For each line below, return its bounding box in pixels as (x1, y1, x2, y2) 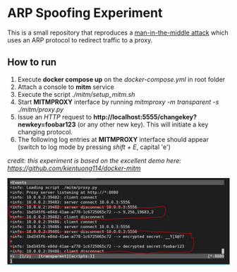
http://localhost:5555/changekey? (93, 112, 197, 121)
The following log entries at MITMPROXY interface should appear (17, 135, 209, 143)
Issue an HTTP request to (17, 112, 92, 121)
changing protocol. (17, 127, 73, 136)
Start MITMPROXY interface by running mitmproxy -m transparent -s (17, 97, 219, 106)
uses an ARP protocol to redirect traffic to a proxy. (7, 35, 153, 44)
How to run (7, 57, 57, 69)
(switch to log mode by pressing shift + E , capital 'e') (17, 143, 171, 151)
